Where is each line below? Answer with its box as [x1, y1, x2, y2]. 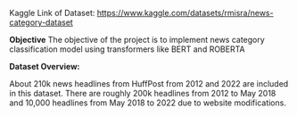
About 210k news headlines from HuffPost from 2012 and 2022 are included [9, 79, 289, 88]
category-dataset [9, 17, 73, 28]
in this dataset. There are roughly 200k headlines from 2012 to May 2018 [9, 88, 276, 98]
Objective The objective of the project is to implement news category [9, 35, 265, 45]
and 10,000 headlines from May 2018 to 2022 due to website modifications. [9, 97, 287, 108]
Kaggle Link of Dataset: [9, 8, 95, 18]
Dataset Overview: [9, 62, 80, 71]
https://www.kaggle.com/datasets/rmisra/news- [96, 8, 274, 18]
